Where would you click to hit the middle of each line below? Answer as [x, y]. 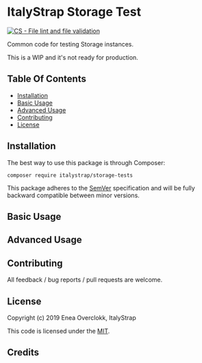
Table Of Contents [47, 79]
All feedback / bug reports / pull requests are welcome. [85, 280]
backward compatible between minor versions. [74, 195]
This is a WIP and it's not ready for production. [73, 57]
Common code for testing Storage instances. [71, 44]
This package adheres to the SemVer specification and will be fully [101, 188]
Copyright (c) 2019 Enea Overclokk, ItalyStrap [72, 317]
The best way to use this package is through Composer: [86, 162]
